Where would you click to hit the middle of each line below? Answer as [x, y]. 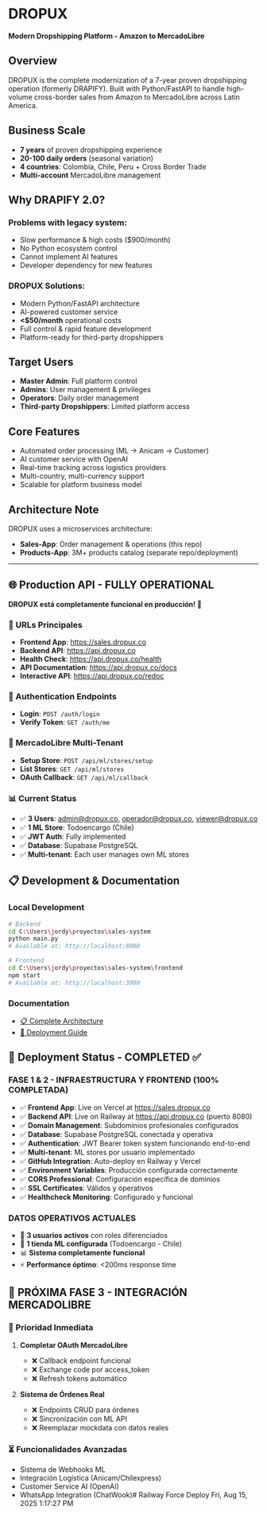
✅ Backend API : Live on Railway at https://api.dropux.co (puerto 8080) [136, 1116]
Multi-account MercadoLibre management [90, 175]
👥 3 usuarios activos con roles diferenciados [94, 1235]
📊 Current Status [43, 798]
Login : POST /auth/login [60, 714]
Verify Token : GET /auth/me [65, 722]
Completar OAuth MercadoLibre [74, 1345]
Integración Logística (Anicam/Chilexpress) [90, 1477]
